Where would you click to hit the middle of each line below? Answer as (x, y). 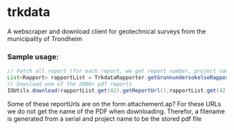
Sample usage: (33, 56)
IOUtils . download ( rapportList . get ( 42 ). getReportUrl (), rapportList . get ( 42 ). (119, 90)
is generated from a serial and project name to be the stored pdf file (104, 118)
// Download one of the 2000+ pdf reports (70, 84)
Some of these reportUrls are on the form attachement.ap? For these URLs (114, 104)
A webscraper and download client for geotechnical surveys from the (107, 31)
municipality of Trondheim (45, 38)
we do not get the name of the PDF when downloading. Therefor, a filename (116, 111)
